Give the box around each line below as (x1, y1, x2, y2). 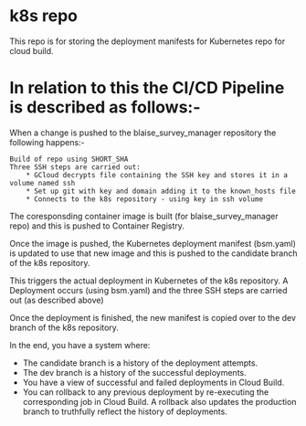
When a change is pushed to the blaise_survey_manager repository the (9, 127, 277, 138)
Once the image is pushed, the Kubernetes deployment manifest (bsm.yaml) (9, 238, 297, 249)
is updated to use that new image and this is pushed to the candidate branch (9, 248, 298, 259)
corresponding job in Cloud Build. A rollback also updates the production (22, 396, 297, 407)
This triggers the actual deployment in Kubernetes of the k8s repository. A (9, 275, 289, 286)
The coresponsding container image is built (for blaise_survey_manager (9, 210, 279, 221)
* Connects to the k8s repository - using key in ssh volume (26, 194, 263, 204)
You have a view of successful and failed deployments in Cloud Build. (22, 377, 285, 388)
